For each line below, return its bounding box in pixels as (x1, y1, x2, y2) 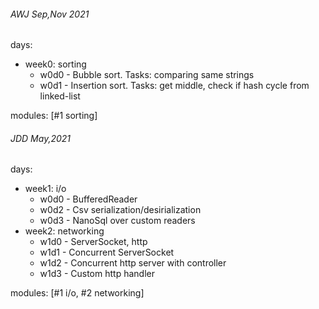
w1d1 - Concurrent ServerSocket (39, 246, 175, 259)
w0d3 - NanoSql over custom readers (39, 215, 196, 227)
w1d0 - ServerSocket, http (39, 236, 148, 248)
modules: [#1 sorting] (10, 110, 98, 122)
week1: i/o (24, 183, 67, 195)
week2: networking (24, 225, 105, 237)
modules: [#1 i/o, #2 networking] (10, 287, 145, 299)
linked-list (39, 90, 81, 102)
